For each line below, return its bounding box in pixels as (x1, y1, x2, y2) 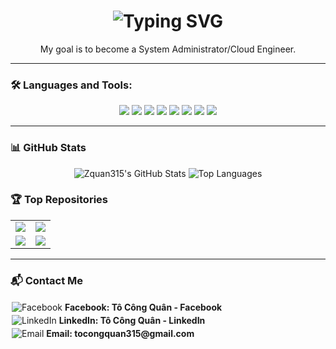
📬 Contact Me (10, 273, 84, 287)
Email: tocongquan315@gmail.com (46, 328, 195, 340)
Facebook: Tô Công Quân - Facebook (64, 301, 223, 314)
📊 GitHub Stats (10, 141, 87, 155)
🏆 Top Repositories (10, 193, 108, 207)
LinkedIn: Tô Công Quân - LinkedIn (58, 315, 206, 327)
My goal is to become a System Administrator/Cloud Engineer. (39, 43, 297, 55)
